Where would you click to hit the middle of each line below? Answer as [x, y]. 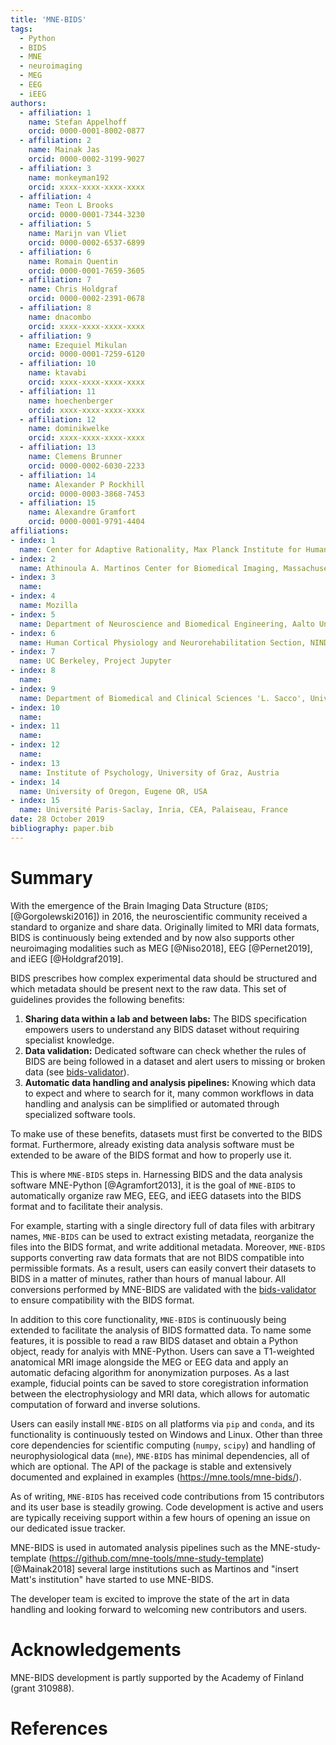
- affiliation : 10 [58, 364]
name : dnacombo [60, 317]
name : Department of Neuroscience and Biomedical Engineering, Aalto [167, 624]
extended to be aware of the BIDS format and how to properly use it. [151, 1155]
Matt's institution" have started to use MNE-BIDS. [112, 1579]
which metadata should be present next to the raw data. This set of [148, 988]
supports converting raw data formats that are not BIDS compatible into [157, 1257]
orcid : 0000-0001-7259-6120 [86, 354]
